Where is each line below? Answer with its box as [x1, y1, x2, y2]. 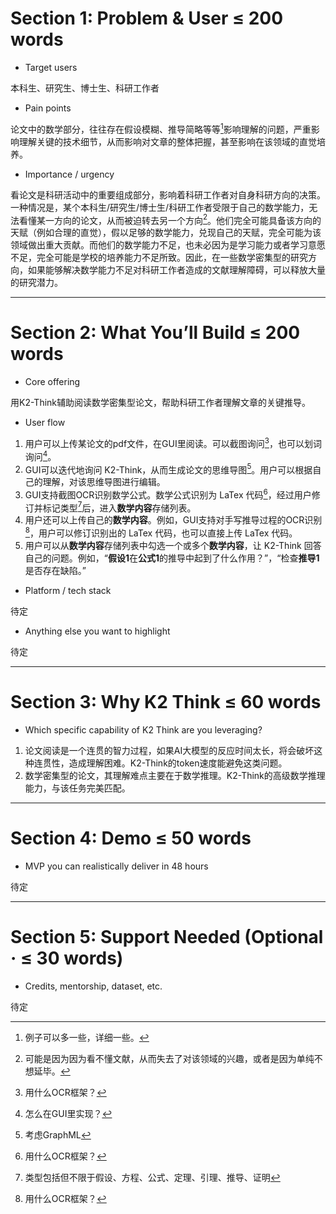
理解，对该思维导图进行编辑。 [42, 476, 166, 488]
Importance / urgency [24, 168, 115, 180]
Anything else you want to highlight [24, 625, 171, 637]
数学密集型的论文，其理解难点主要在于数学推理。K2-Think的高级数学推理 [24, 770, 326, 782]
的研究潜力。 [10, 277, 63, 289]
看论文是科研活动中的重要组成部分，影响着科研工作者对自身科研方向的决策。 [10, 188, 326, 201]
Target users [24, 61, 78, 73]
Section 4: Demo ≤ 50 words [10, 827, 252, 850]
